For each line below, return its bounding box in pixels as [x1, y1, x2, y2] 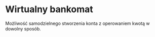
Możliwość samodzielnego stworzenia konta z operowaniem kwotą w [5, 20, 150, 26]
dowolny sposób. [5, 25, 42, 31]
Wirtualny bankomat [5, 4, 94, 15]
